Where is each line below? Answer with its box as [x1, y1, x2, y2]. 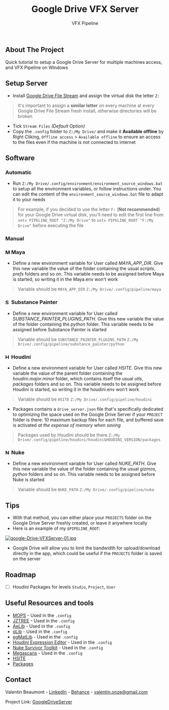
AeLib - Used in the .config [12, 623, 70, 629]
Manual [5, 235, 24, 242]
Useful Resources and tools [5, 599, 94, 608]
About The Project [5, 46, 64, 54]
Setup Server [5, 79, 48, 88]
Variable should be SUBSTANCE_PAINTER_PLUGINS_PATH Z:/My [17, 336, 139, 342]
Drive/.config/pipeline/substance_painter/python [17, 341, 125, 347]
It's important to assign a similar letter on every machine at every [17, 102, 155, 108]
